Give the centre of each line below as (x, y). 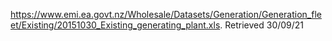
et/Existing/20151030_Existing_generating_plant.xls (115, 25)
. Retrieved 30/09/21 (262, 25)
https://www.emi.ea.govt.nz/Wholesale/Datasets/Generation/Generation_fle (166, 14)
